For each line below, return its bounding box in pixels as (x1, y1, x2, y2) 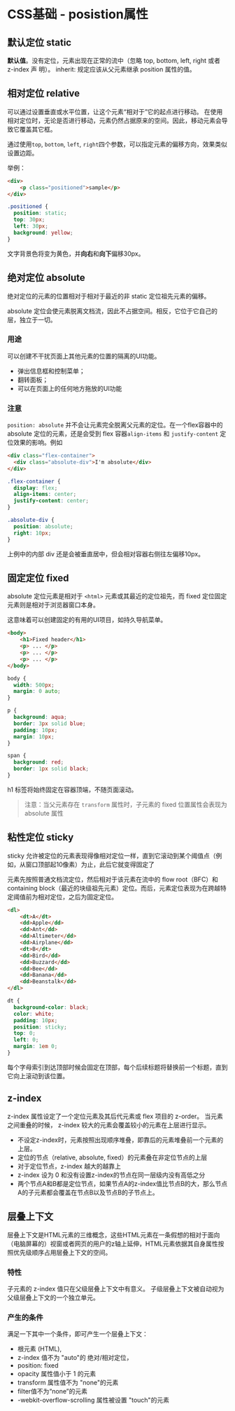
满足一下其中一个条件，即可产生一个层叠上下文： (7, 1330, 148, 1338)
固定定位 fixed (7, 572, 69, 584)
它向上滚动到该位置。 (7, 1071, 69, 1080)
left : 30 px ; (13, 223, 49, 230)
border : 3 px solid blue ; (13, 720, 86, 727)
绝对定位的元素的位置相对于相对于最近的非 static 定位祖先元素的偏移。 (7, 291, 211, 300)
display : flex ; (13, 484, 58, 491)
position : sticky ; (13, 1024, 68, 1031)
